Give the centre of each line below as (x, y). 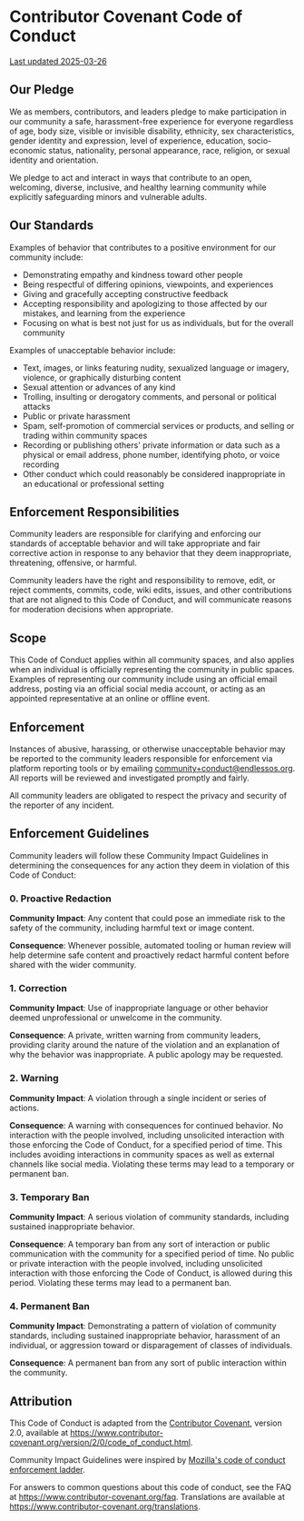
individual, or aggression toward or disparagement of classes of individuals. (151, 1346)
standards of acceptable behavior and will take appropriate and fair (135, 543)
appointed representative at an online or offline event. (110, 699)
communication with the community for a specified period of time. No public (152, 1254)
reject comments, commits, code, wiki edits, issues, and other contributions (151, 590)
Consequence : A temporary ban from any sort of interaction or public (140, 1244)
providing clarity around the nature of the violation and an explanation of (145, 1045)
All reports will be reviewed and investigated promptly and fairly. (129, 778)
